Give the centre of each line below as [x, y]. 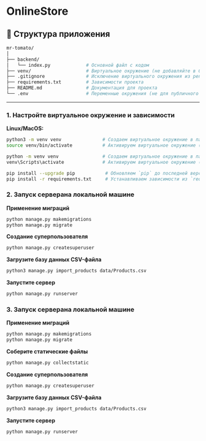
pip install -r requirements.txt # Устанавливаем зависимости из [97, 179]
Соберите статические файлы [47, 351]
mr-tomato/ [20, 48]
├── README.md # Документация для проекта [82, 88]
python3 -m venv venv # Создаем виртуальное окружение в [100, 140]
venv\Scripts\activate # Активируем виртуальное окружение [101, 162]
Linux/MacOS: [25, 128]
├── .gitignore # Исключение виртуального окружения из [98, 77]
